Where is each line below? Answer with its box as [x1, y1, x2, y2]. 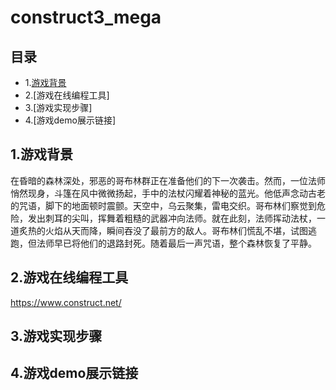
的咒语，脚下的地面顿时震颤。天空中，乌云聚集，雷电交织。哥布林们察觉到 [10, 199, 317, 211]
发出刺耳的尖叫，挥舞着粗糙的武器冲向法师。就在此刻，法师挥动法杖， [27, 212, 317, 224]
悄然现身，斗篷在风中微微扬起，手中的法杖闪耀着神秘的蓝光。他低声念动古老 [10, 187, 326, 199]
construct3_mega [10, 6, 162, 29]
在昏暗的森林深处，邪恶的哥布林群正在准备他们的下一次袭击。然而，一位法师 [10, 174, 326, 186]
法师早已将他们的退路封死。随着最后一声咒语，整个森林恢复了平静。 [36, 237, 317, 249]
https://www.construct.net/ [10, 296, 122, 308]
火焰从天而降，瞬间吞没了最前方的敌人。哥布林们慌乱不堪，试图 [44, 224, 308, 236]
